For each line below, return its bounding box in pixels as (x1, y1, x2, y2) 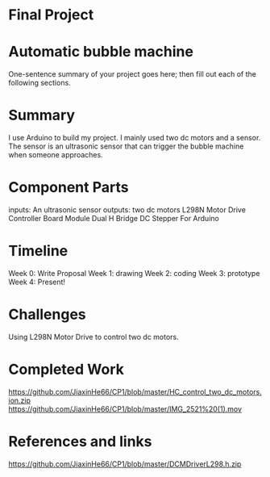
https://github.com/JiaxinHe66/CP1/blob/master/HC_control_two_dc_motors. (8, 387, 262, 396)
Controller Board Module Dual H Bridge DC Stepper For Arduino (8, 214, 219, 223)
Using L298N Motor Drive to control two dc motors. (8, 332, 179, 341)
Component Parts (8, 178, 129, 197)
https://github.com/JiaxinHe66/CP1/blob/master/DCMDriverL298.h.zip (8, 458, 242, 469)
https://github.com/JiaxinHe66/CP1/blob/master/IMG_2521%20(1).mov (8, 404, 243, 413)
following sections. (8, 78, 71, 88)
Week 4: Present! (8, 277, 66, 287)
